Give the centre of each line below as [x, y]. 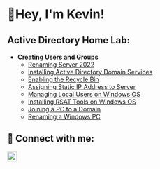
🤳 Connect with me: [51, 138]
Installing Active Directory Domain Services [90, 72]
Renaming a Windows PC [64, 116]
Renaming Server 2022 [61, 65]
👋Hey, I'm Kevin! [56, 14]
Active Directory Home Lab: [69, 40]
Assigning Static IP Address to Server [82, 87]
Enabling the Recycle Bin [63, 79]
